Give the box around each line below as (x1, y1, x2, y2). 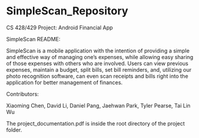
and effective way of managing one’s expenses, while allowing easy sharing (6, 53, 194, 60)
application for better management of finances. (6, 79, 123, 86)
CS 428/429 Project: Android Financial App (6, 24, 113, 31)
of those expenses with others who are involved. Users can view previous (6, 60, 189, 67)
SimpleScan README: (6, 35, 61, 42)
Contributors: (6, 90, 39, 97)
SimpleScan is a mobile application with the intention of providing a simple (6, 47, 190, 54)
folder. (6, 126, 22, 133)
